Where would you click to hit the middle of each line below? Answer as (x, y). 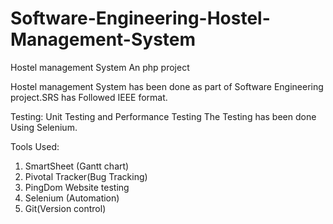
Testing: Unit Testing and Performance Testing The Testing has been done (163, 116)
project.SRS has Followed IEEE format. (89, 97)
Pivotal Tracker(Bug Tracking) (86, 176)
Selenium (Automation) (72, 198)
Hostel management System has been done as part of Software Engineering (167, 86)
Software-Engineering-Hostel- (140, 18)
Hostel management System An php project (100, 67)
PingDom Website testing (77, 187)
